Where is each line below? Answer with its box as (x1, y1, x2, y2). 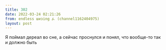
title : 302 (5, 7, 28, 12)
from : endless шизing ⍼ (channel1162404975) (5, 16, 100, 21)
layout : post (5, 21, 32, 26)
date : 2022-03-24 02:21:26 (5, 12, 61, 17)
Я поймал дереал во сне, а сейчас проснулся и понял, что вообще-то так (5, 34, 161, 40)
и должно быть (5, 40, 37, 46)
